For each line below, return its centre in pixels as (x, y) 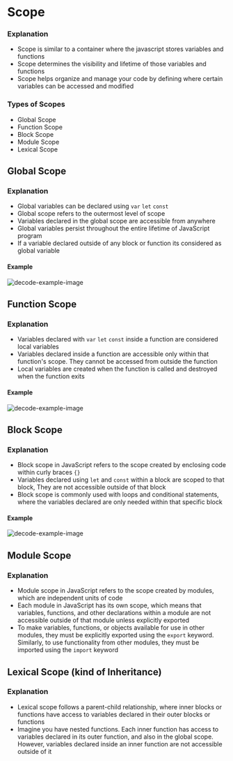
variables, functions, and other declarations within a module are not (114, 613)
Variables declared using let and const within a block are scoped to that (121, 480)
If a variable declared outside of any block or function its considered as (119, 243)
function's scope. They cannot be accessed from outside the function (117, 362)
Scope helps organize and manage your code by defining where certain (120, 79)
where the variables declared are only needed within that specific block (120, 502)
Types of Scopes (36, 104)
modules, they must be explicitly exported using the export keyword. (115, 635)
